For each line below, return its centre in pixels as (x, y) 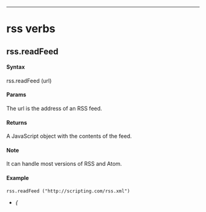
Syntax (16, 67)
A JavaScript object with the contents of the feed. (69, 136)
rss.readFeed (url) (29, 80)
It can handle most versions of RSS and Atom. (64, 164)
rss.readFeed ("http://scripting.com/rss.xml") (68, 191)
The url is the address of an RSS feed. (54, 108)
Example (18, 178)
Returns (17, 122)
